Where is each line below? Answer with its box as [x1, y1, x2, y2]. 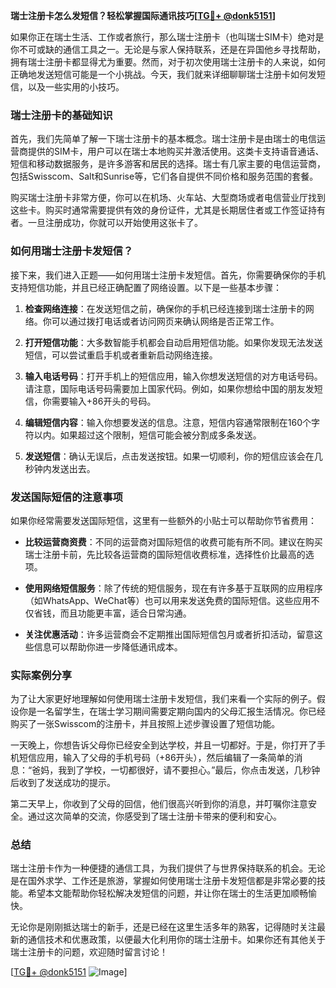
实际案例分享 [10, 668, 73, 682]
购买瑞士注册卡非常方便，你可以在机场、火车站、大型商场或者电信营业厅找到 [10, 192, 326, 204]
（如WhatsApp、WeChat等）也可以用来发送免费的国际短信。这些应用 [24, 594, 312, 606]
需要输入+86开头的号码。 [51, 395, 157, 407]
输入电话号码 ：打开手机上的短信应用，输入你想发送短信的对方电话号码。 [24, 370, 323, 382]
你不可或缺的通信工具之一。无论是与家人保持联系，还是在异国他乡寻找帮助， [10, 44, 326, 55]
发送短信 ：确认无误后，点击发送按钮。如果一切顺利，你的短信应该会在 [24, 450, 315, 462]
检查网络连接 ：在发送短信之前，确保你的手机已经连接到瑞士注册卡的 [24, 302, 306, 314]
